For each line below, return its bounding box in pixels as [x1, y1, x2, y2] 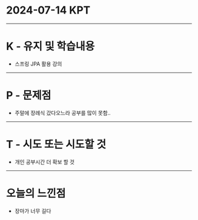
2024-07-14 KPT [6, 4, 91, 17]
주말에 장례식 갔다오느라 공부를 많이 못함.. [14, 109, 111, 116]
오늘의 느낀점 [6, 186, 66, 200]
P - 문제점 [6, 89, 51, 102]
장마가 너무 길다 [14, 207, 51, 214]
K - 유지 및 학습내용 [6, 40, 95, 53]
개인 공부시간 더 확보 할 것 [14, 158, 75, 165]
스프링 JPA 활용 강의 [14, 60, 62, 67]
